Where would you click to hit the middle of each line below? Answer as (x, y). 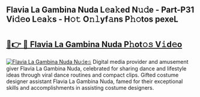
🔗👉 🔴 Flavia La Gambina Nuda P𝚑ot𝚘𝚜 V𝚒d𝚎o (94, 44)
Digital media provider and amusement (141, 62)
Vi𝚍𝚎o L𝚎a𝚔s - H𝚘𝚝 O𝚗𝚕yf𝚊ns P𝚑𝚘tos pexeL (92, 20)
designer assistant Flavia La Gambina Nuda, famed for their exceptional (95, 81)
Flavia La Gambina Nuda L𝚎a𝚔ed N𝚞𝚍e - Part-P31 (100, 10)
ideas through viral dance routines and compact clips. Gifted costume (92, 75)
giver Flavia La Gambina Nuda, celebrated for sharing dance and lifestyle (96, 68)
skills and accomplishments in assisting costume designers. (80, 88)
